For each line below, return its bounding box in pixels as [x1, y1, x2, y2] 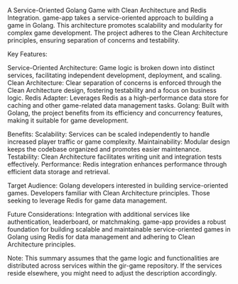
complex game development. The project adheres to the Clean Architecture [7, 28, 229, 37]
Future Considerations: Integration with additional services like [7, 210, 190, 218]
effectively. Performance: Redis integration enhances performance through [7, 160, 227, 169]
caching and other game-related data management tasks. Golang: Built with [7, 101, 229, 109]
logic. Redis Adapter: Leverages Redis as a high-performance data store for [7, 93, 229, 102]
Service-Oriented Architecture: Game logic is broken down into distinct [7, 64, 215, 72]
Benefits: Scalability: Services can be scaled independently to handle [7, 130, 210, 138]
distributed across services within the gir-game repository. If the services [7, 261, 222, 270]
